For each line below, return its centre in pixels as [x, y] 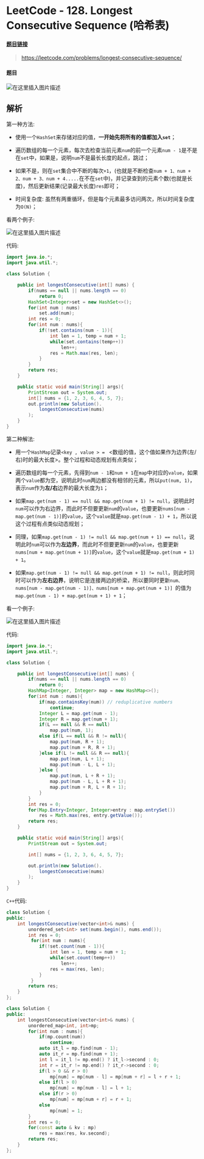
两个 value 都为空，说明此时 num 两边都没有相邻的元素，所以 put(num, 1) [102, 480]
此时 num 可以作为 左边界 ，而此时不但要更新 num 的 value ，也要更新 [100, 544]
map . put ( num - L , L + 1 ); [83, 765]
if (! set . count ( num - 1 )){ [72, 946]
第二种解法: [21, 439]
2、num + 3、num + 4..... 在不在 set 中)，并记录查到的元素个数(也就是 [101, 178]
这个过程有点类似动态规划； [50, 523]
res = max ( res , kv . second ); [75, 1133]
